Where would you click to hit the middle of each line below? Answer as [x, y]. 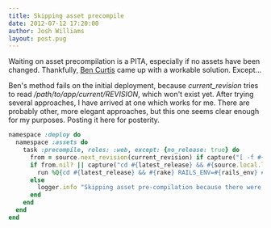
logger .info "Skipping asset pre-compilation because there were [150, 188]
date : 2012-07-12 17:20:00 [54, 23]
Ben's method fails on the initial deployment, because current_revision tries [133, 86]
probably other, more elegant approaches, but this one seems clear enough [134, 112]
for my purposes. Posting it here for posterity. [84, 120]
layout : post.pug [38, 38]
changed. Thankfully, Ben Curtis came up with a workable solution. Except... [135, 70]
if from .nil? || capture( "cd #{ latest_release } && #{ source [133, 165]
